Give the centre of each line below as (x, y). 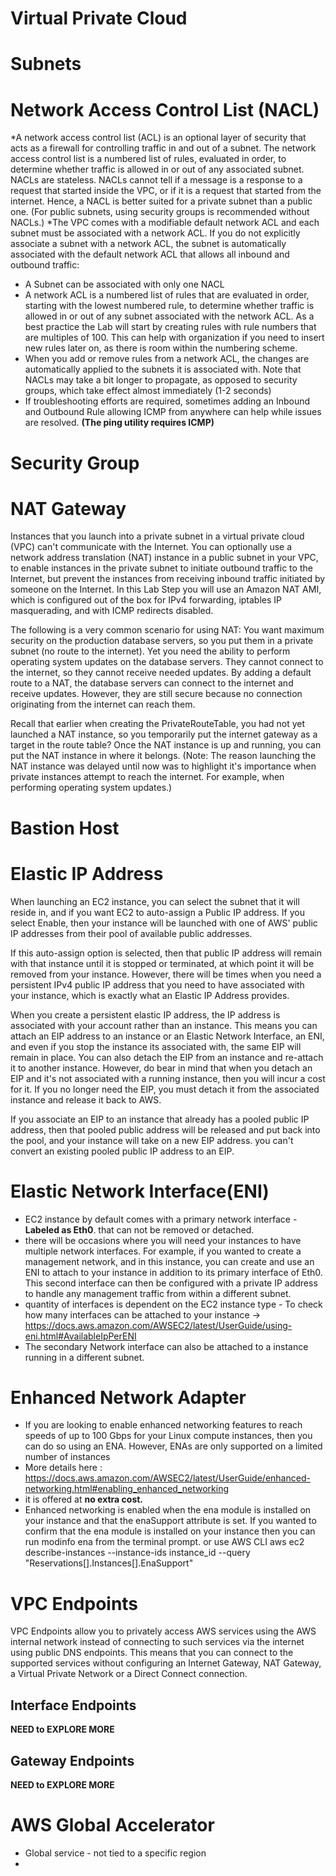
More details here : (63, 1468)
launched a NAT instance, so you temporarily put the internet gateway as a (164, 734)
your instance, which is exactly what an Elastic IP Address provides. (150, 995)
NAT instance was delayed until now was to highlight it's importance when (163, 766)
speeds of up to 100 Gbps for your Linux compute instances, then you (168, 1436)
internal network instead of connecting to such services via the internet (157, 1642)
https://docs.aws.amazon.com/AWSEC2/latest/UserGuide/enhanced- (167, 1478)
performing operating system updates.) (91, 788)
